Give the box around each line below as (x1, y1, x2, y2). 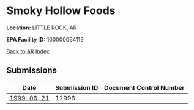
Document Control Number (103, 83, 185, 92)
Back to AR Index (6, 47, 50, 55)
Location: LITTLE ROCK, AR (6, 24, 77, 31)
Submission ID (54, 83, 99, 92)
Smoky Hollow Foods (6, 4, 116, 18)
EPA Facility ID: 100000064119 (6, 35, 84, 43)
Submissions (6, 65, 57, 76)
